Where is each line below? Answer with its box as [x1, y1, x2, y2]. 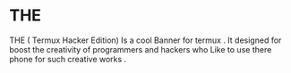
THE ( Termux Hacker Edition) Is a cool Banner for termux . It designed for [9, 35, 282, 45]
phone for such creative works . [9, 53, 127, 64]
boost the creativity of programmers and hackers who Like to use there [9, 44, 272, 54]
